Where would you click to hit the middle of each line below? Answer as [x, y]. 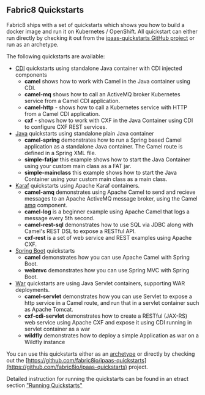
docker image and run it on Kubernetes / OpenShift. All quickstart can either [102, 31]
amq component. [46, 205]
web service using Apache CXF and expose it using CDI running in [108, 322]
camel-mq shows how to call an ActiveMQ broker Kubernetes [102, 94]
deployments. [32, 290]
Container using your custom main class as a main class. [96, 179]
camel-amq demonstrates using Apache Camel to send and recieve [110, 192]
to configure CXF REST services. [65, 127]
